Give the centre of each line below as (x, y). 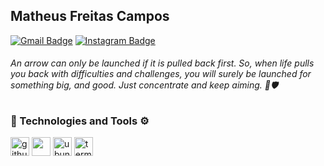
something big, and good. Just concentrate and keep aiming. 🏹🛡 (144, 85)
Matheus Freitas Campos (90, 16)
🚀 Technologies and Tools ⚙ (80, 121)
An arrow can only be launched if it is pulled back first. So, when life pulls (162, 63)
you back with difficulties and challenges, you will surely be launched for (161, 74)
